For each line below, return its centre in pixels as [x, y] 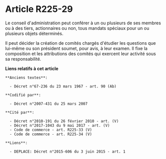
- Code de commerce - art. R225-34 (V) [51, 134]
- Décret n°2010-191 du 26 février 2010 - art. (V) [64, 121]
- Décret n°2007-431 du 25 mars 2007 [49, 104]
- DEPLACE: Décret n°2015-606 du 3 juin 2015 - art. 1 [68, 152]
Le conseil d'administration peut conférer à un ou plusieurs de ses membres [83, 23]
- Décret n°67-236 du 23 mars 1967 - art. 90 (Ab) [63, 86]
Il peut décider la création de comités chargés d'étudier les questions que [81, 43]
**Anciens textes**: [27, 78]
